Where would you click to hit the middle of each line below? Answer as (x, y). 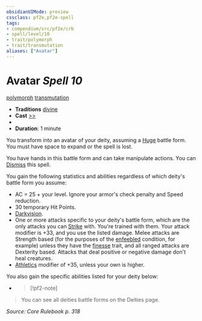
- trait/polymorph (29, 40)
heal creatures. (34, 258)
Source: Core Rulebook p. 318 (43, 311)
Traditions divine (36, 109)
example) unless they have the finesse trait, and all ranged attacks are (102, 245)
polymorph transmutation (38, 98)
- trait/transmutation (35, 46)
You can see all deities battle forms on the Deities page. (90, 299)
